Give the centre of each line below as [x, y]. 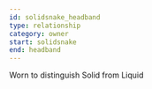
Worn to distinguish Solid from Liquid [76, 75]
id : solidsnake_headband [55, 17]
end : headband [35, 50]
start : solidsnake [43, 42]
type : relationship [45, 26]
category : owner [39, 33]
